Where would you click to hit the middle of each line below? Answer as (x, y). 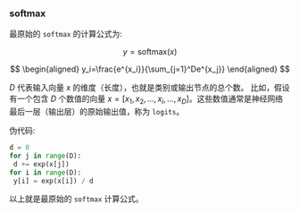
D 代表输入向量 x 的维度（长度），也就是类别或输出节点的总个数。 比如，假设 (149, 88)
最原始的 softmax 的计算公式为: (66, 34)
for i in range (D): (46, 173)
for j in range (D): (46, 156)
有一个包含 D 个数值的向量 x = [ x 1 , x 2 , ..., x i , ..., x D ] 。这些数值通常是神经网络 (146, 100)
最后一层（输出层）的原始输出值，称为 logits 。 (97, 112)
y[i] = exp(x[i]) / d (53, 181)
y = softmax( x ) (150, 52)
